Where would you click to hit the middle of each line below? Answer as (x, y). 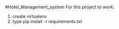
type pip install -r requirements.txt (47, 22)
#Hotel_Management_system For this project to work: (60, 7)
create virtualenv (30, 16)
